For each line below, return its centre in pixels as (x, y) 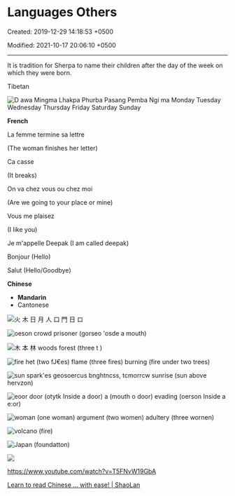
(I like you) (22, 229)
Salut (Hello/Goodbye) (39, 270)
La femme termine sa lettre (46, 135)
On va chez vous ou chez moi (50, 188)
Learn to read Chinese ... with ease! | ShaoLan (74, 485)
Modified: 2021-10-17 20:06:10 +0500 (62, 45)
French (18, 120)
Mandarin (32, 297)
